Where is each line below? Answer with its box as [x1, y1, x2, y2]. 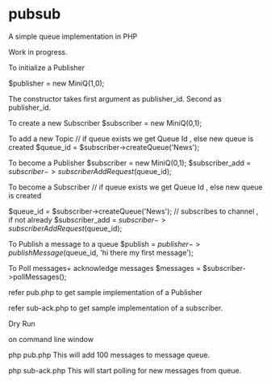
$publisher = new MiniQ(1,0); [8, 78, 105, 88]
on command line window [8, 334, 94, 343]
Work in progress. [8, 47, 68, 56]
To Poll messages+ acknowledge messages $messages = [8, 263, 202, 273]
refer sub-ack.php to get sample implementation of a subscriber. [8, 303, 223, 313]
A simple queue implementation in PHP [8, 31, 138, 41]
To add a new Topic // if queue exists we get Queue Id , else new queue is [8, 134, 254, 144]
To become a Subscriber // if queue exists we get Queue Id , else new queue [8, 182, 263, 192]
